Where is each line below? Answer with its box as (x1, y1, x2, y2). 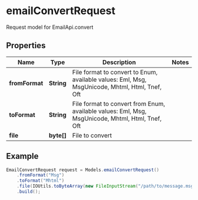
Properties (6, 41, 46, 51)
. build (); (16, 189, 41, 195)
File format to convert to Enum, (72, 68, 158, 76)
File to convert (72, 131, 112, 139)
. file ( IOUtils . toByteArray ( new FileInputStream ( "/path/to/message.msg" (16, 184, 196, 189)
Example (6, 151, 39, 161)
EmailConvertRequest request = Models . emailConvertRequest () (6, 166, 160, 173)
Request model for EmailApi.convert (6, 24, 94, 31)
